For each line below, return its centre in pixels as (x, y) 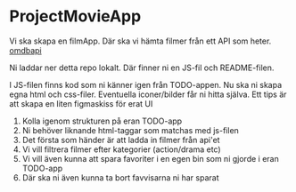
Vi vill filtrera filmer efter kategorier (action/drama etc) (121, 149)
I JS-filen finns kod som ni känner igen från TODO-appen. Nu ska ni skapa (146, 84)
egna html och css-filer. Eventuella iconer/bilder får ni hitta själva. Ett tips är (148, 94)
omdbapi (25, 50)
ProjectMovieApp (75, 16)
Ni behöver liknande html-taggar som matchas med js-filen (130, 130)
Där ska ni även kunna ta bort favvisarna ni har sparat (120, 177)
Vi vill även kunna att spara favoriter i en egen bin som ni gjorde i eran (150, 158)
